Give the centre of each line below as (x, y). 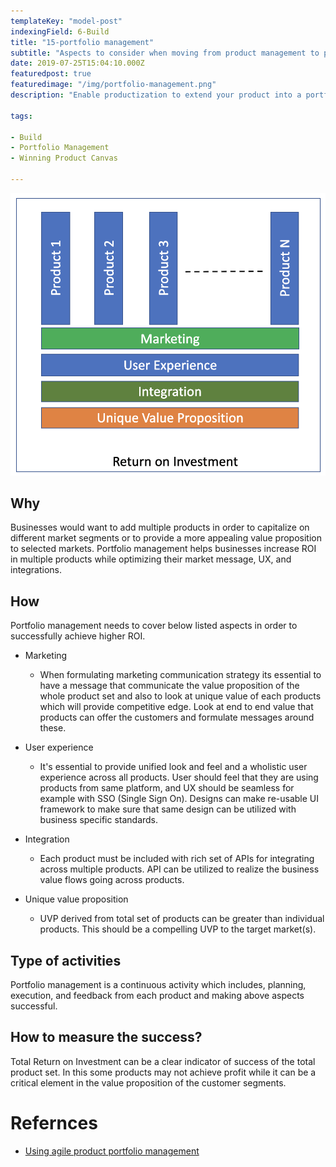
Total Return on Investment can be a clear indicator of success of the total (163, 1061)
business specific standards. (99, 820)
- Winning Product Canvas (64, 158)
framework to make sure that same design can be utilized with (168, 809)
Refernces (54, 1122)
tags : (21, 116)
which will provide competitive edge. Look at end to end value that (176, 707)
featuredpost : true (51, 74)
